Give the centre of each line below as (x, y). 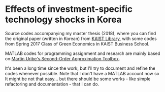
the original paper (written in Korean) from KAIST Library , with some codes (81, 39)
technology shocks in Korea (64, 20)
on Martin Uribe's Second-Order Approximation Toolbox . (63, 58)
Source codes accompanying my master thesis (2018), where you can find (81, 33)
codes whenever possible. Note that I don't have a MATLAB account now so (82, 73)
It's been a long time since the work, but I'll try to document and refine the (80, 68)
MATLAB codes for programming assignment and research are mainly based (83, 53)
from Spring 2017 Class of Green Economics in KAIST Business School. (77, 44)
